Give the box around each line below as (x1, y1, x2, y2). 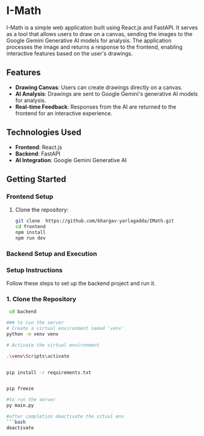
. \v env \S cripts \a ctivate (6, 353, 70, 359)
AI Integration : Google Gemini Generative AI (15, 156, 127, 163)
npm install (15, 229, 46, 235)
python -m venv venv (6, 331, 59, 337)
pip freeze (6, 385, 34, 392)
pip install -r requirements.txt (6, 370, 92, 376)
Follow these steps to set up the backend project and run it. (6, 279, 156, 287)
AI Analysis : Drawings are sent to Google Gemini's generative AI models (15, 90, 199, 98)
